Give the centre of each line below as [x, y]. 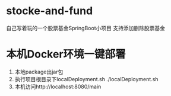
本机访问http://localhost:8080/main [58, 87]
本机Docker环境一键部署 [66, 54]
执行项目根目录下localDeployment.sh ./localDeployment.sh [86, 79]
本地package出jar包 [39, 72]
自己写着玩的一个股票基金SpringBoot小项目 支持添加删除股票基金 [85, 28]
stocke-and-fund [50, 11]
